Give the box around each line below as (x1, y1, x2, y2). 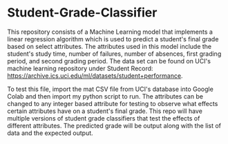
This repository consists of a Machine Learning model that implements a (7, 28, 213, 36)
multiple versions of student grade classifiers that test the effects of (7, 114, 200, 122)
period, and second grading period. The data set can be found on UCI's (7, 56, 211, 65)
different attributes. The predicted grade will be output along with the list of (7, 121, 221, 130)
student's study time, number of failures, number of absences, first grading (7, 50, 222, 58)
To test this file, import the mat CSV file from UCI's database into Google (7, 85, 214, 93)
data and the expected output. (7, 129, 93, 137)
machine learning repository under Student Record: (7, 64, 153, 72)
